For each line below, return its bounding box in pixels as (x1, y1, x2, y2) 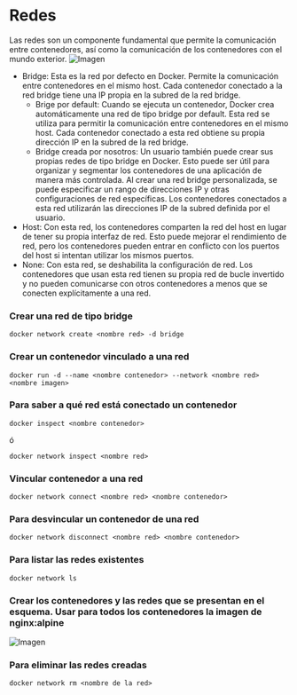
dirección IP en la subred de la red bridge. (35, 137, 189, 147)
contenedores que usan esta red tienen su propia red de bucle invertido (21, 268, 285, 280)
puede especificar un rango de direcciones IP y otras (35, 184, 230, 194)
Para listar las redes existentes (9, 554, 145, 566)
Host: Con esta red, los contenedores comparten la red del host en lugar (21, 221, 287, 232)
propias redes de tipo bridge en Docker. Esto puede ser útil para (35, 155, 270, 166)
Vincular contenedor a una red (9, 472, 144, 485)
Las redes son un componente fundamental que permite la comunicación (9, 35, 277, 45)
